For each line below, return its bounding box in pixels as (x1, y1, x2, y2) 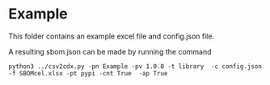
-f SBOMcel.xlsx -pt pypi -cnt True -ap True (8, 69, 168, 77)
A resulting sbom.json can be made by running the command (8, 47, 212, 56)
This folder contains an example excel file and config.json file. (8, 31, 215, 41)
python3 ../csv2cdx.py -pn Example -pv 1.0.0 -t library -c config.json (8, 62, 263, 71)
